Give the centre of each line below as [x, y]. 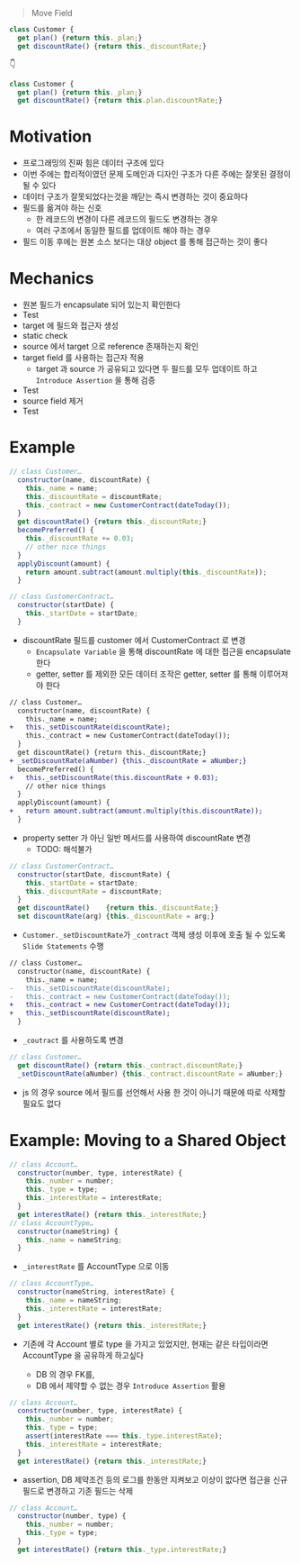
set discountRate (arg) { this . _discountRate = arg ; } [116, 917]
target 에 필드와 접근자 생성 [71, 326]
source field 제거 [53, 401]
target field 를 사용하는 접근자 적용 [83, 358]
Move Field [52, 13]
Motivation [51, 136]
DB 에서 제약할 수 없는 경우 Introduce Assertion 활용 [131, 1386]
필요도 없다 [42, 1104]
